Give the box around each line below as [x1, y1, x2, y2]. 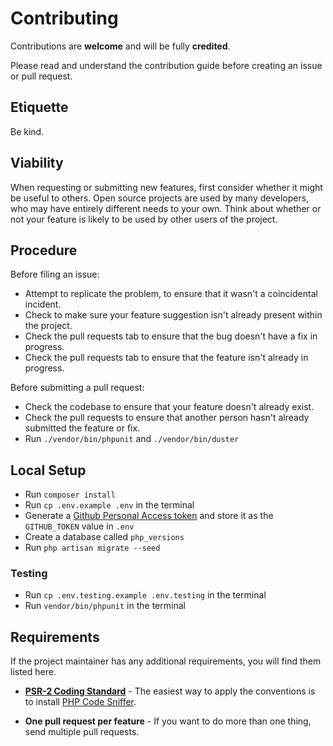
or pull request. [10, 70, 73, 82]
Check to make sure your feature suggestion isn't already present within [24, 309, 323, 321]
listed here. [10, 666, 57, 678]
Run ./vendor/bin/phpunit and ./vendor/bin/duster [24, 433, 240, 445]
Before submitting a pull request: [10, 382, 145, 394]
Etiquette [10, 99, 69, 116]
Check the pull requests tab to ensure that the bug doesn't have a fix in [24, 330, 318, 342]
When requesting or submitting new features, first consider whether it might [10, 181, 323, 193]
